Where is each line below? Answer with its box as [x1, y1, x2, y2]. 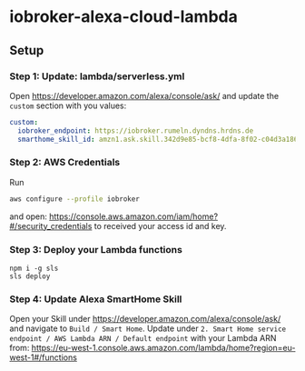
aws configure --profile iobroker [9, 194, 141, 204]
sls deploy [9, 271, 51, 281]
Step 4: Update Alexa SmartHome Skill [9, 293, 182, 306]
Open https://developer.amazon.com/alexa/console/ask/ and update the [9, 90, 280, 101]
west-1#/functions [9, 352, 77, 363]
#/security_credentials [9, 220, 93, 231]
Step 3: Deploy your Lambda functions [9, 243, 183, 256]
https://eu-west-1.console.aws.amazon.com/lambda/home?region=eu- [31, 343, 296, 354]
